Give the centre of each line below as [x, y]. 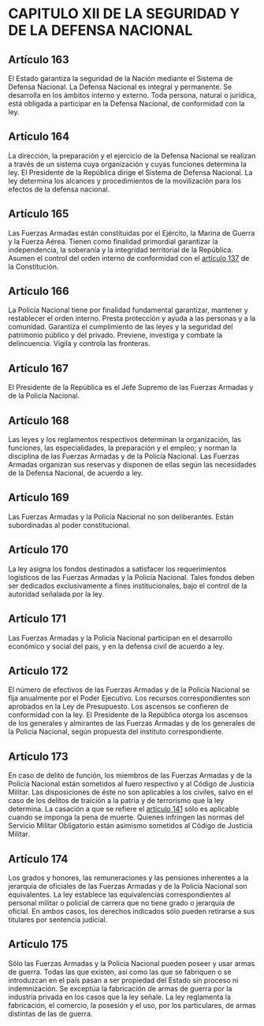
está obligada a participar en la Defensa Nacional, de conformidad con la [126, 104]
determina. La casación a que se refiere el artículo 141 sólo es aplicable [124, 809]
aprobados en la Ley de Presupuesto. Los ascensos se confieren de [119, 707]
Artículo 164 [39, 137]
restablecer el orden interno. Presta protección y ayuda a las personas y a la [132, 318]
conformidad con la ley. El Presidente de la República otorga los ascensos [128, 715]
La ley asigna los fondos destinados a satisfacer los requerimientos [117, 569]
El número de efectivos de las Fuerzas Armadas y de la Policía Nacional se [129, 690]
